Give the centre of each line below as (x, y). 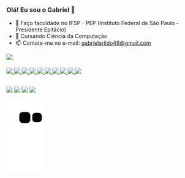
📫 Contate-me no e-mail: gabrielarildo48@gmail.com (83, 43)
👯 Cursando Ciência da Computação (61, 36)
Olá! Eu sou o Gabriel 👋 (41, 10)
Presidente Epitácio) (40, 29)
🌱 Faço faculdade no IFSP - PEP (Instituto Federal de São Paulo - (97, 23)
